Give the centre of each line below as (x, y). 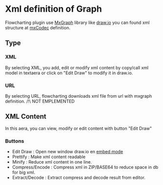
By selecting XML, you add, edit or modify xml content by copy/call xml (77, 67)
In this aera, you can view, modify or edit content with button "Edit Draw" (79, 128)
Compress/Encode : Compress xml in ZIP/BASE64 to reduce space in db (85, 167)
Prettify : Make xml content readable (49, 157)
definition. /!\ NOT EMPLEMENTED (40, 101)
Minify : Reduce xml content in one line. (52, 162)
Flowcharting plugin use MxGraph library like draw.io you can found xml (78, 22)
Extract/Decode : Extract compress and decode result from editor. (79, 178)
